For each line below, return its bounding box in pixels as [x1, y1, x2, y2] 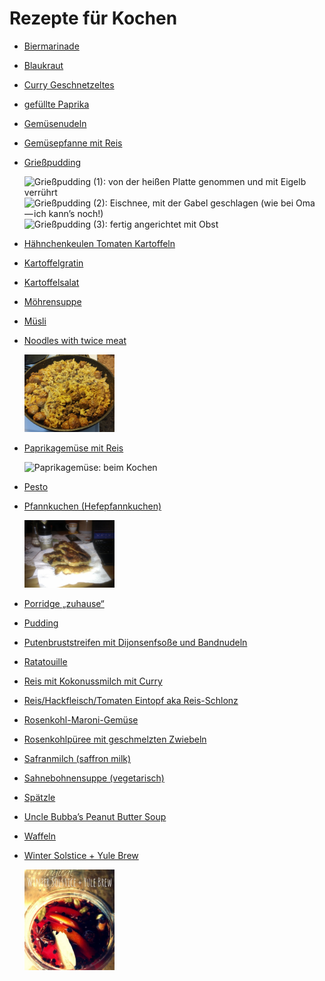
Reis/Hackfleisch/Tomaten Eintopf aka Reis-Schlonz [23, 695, 239, 707]
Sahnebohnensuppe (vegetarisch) [23, 772, 165, 784]
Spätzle [23, 792, 56, 804]
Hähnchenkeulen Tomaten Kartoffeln [23, 237, 176, 249]
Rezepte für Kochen [9, 7, 178, 30]
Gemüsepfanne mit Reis [23, 137, 123, 149]
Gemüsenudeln [23, 117, 87, 129]
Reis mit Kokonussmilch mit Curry [23, 675, 163, 687]
